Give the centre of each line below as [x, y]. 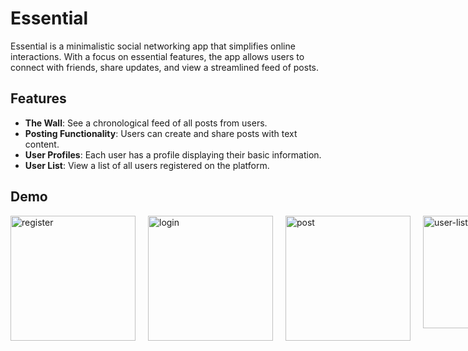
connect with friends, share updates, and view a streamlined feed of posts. [165, 67]
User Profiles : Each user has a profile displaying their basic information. [173, 154]
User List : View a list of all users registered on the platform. [147, 165]
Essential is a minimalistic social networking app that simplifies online [153, 46]
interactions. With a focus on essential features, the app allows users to [157, 56]
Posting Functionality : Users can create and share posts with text [161, 133]
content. [42, 144]
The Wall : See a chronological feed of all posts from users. [146, 123]
